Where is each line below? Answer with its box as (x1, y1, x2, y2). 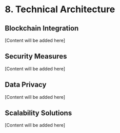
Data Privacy (5, 81, 47, 89)
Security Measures (5, 52, 67, 61)
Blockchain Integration (5, 24, 79, 33)
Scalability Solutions (5, 109, 72, 118)
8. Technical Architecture (5, 4, 115, 15)
